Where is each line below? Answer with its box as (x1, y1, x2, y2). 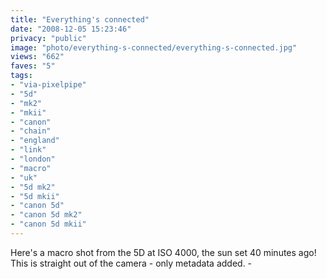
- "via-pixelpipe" (10, 80, 87, 90)
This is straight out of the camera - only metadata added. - (10, 257, 253, 269)
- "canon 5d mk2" (10, 210, 83, 220)
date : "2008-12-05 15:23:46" (10, 24, 132, 34)
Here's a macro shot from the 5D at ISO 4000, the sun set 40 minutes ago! (10, 246, 317, 258)
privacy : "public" (10, 33, 87, 43)
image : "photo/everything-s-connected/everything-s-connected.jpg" (10, 42, 298, 53)
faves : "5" (10, 61, 56, 71)
